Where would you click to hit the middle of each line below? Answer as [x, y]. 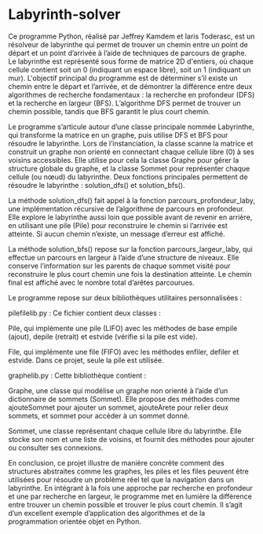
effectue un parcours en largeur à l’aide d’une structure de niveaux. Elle [124, 257]
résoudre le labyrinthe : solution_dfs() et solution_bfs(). [97, 185]
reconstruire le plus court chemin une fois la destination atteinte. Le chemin [130, 274]
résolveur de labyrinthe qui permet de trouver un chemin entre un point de [128, 44]
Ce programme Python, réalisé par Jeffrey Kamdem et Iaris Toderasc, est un [131, 36]
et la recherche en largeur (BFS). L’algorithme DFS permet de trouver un [124, 103]
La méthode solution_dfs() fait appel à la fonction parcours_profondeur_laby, [131, 200]
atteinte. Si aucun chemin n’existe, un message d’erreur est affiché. [117, 234]
